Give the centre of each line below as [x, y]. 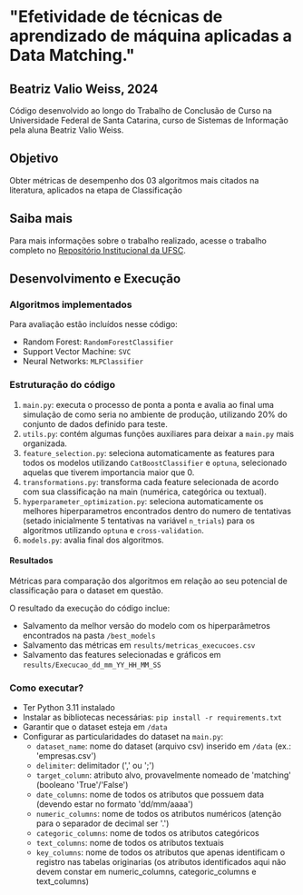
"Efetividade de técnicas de [116, 17]
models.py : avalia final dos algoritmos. [93, 540]
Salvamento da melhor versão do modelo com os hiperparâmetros [146, 625]
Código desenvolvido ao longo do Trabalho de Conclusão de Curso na [141, 110]
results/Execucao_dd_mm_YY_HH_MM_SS [92, 665]
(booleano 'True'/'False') [82, 785]
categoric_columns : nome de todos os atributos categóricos [148, 833]
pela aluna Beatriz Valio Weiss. [67, 130]
